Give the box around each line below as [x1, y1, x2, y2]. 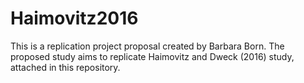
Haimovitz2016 [10, 7, 139, 30]
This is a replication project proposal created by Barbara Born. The [10, 40, 285, 52]
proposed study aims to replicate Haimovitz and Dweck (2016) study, [10, 50, 295, 62]
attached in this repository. [10, 61, 121, 73]
